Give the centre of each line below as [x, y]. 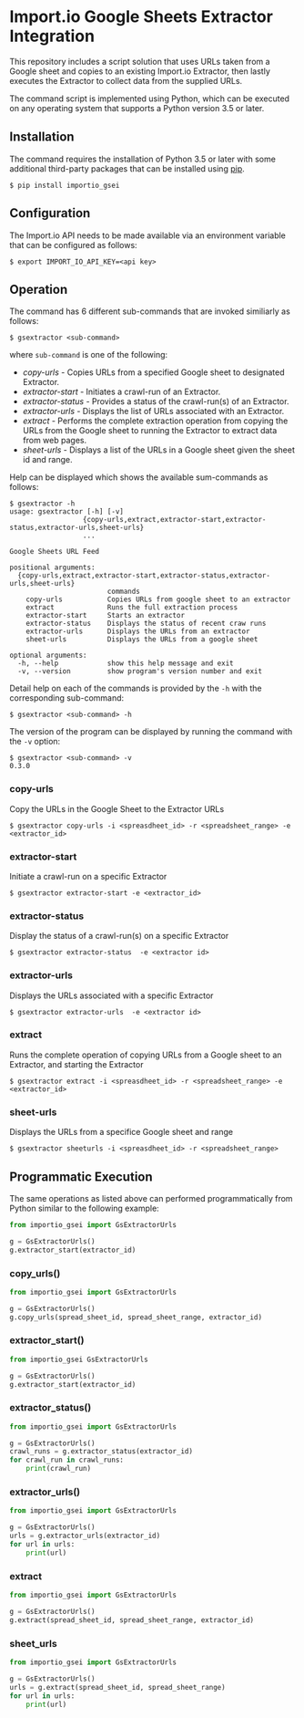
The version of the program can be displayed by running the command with [151, 732]
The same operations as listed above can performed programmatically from [151, 1198]
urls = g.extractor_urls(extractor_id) [85, 1536]
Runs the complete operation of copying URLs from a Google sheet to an [146, 1055]
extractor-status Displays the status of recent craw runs [146, 624]
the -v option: [35, 742]
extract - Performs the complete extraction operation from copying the [155, 421]
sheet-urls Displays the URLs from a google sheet [142, 640]
